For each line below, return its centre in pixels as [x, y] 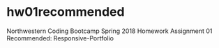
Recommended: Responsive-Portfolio [60, 38]
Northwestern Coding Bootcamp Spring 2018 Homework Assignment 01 [109, 31]
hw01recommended [66, 12]
